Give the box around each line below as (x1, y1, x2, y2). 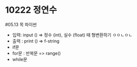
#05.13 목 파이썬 (5, 22, 37, 27)
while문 (12, 56, 28, 62)
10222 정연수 (5, 4, 57, 16)
